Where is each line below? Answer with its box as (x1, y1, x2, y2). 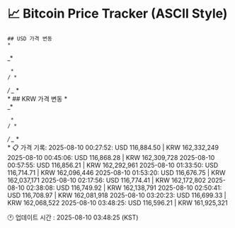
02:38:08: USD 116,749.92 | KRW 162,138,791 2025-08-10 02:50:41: (25, 183, 222, 192)
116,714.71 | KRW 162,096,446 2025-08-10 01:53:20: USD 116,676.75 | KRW (7, 168, 226, 177)
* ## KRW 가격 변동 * (7, 94, 68, 103)
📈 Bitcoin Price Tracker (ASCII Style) (7, 6, 228, 22)
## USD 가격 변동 (7, 35, 53, 42)
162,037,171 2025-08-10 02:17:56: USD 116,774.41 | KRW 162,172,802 (7, 176, 207, 184)
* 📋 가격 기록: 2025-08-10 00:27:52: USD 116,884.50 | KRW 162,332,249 (7, 143, 219, 152)
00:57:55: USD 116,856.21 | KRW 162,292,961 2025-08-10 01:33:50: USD (7, 161, 219, 169)
